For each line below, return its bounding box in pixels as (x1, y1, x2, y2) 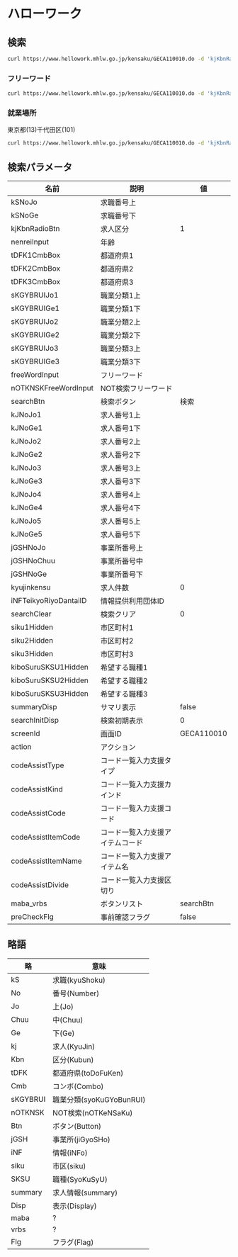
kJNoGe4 (11, 503, 43, 513)
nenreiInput (11, 237, 50, 247)
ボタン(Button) (52, 1121, 101, 1131)
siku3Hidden (11, 649, 54, 659)
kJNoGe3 (11, 476, 43, 486)
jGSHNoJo (11, 543, 46, 553)
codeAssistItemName (11, 856, 83, 866)
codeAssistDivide (11, 880, 69, 890)
